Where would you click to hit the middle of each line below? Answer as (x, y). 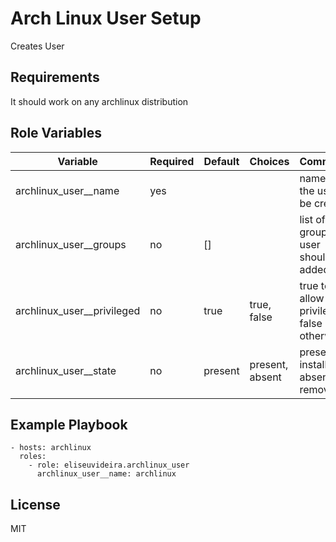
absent (265, 377)
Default (221, 161)
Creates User (37, 46)
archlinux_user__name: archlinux (106, 474)
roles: (33, 457)
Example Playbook (69, 424)
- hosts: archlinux (51, 448)
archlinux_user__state (66, 370)
